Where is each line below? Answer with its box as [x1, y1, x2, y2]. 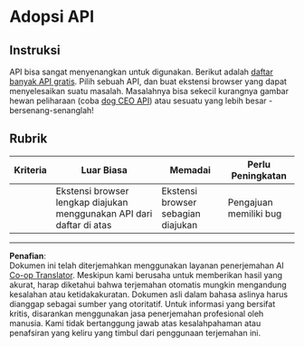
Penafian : [9, 250, 47, 261]
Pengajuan [227, 196, 273, 208]
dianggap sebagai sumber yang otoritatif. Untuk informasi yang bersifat [9, 298, 276, 309]
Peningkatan [231, 169, 288, 182]
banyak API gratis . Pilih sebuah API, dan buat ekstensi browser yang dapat [9, 76, 288, 87]
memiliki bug [227, 207, 282, 219]
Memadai [169, 163, 211, 176]
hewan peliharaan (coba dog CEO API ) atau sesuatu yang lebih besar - [9, 95, 273, 106]
